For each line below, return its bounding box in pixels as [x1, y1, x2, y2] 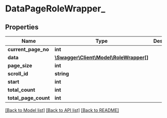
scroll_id [7, 70, 28, 77]
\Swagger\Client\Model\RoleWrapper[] [54, 54, 149, 61]
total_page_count [7, 95, 50, 101]
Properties [5, 23, 39, 31]
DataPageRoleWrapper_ [5, 3, 105, 14]
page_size [7, 62, 32, 69]
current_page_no [7, 46, 49, 53]
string [54, 70, 70, 77]
